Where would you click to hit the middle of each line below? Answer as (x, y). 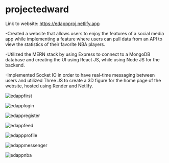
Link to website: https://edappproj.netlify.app (53, 24)
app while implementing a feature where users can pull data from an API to (84, 39)
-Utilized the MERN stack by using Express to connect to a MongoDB (78, 54)
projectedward (37, 9)
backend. (15, 65)
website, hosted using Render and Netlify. (49, 86)
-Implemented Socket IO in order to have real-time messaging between (80, 75)
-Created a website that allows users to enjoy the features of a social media (85, 33)
